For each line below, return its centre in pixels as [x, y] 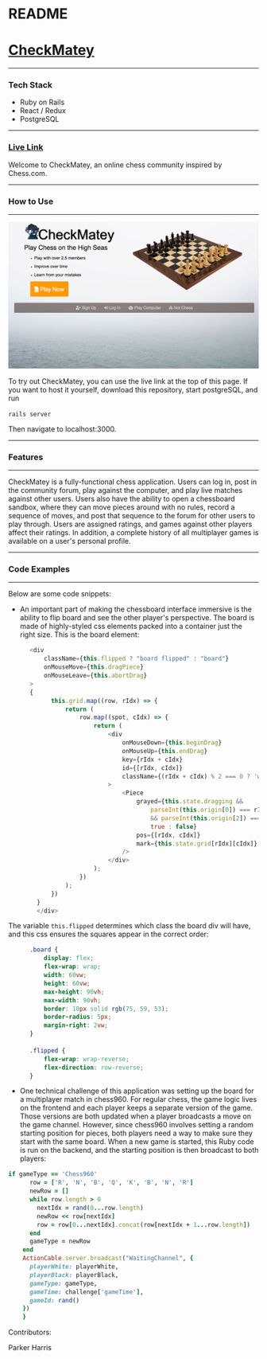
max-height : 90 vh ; [74, 992]
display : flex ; [68, 959]
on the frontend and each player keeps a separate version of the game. [136, 1108]
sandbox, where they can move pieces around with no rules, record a [122, 507]
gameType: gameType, [63, 1283]
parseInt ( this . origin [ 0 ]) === [200, 810]
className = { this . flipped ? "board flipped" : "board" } [136, 659]
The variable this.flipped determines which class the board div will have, [130, 926]
